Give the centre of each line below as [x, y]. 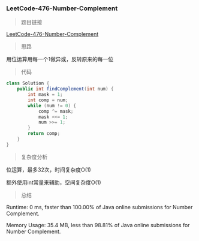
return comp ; [44, 134]
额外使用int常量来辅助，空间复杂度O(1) [54, 182]
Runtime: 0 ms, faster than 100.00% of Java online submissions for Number [99, 207]
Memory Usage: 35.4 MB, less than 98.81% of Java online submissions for [98, 225]
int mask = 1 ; [45, 95]
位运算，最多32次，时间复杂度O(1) [49, 170]
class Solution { [28, 83]
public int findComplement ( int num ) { [65, 89]
